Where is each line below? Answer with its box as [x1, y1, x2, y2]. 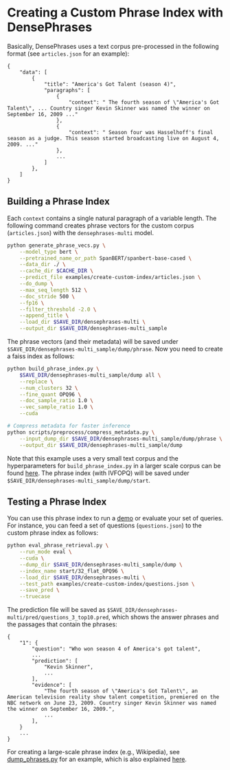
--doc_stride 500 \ [19, 293, 76, 300]
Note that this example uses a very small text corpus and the [7, 454, 179, 462]
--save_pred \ [19, 586, 60, 594]
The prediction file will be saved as [7, 606, 106, 614]
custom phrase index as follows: [7, 529, 98, 537]
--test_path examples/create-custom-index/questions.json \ [19, 580, 195, 587]
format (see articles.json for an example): [7, 49, 130, 58]
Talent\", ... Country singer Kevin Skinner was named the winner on [7, 104, 211, 111]
